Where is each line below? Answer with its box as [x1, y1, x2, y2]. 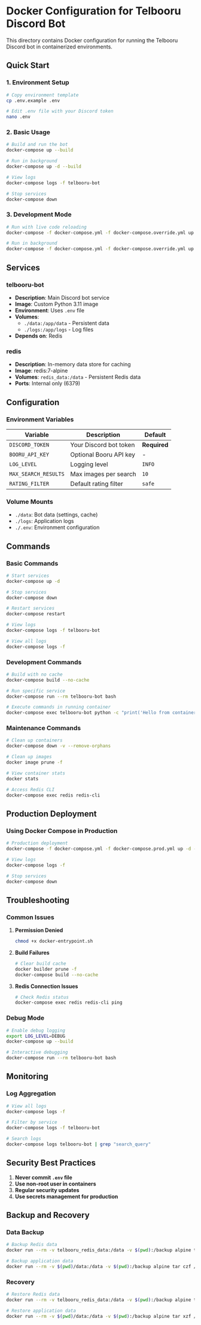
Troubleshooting [6, 895, 70, 905]
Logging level [70, 460, 108, 468]
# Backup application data [6, 1258, 74, 1264]
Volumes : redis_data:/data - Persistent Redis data [14, 373, 141, 381]
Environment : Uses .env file [14, 306, 85, 314]
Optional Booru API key [70, 450, 136, 458]
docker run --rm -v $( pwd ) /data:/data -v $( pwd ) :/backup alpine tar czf [6, 1264, 191, 1270]
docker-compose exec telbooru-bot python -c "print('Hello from [6, 710, 170, 716]
